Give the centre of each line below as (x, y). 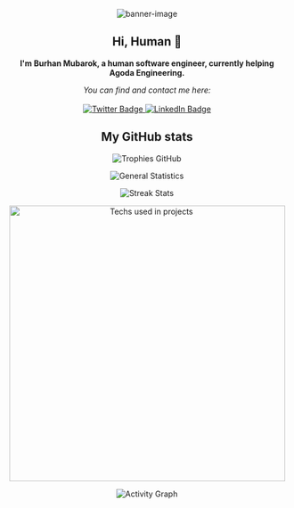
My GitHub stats (147, 137)
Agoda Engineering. (147, 72)
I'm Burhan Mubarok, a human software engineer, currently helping (147, 63)
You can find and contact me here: (147, 90)
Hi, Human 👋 (147, 41)
